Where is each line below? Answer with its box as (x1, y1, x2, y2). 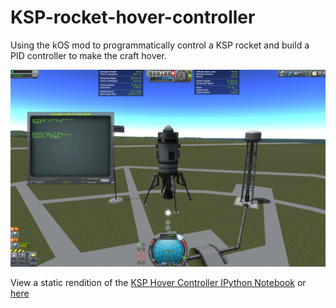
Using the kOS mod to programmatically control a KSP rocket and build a (10, 39, 310, 51)
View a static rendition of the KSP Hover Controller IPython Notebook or (10, 276, 307, 288)
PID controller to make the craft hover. (10, 49, 167, 61)
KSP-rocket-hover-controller (10, 6, 256, 29)
